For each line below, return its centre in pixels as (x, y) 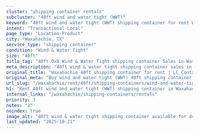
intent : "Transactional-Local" (45, 28)
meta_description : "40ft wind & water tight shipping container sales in (99, 67)
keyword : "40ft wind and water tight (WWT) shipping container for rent (98, 23)
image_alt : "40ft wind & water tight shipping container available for (96, 116)
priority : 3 (21, 100)
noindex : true (24, 111)
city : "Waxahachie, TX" (36, 39)
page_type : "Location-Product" (45, 34)
